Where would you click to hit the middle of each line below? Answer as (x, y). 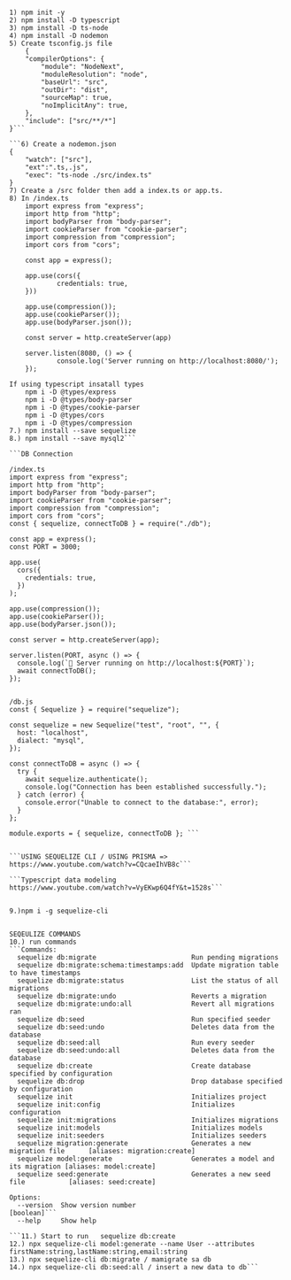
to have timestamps (45, 973)
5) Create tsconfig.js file (61, 43)
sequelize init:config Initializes (126, 1105)
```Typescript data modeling (63, 880)
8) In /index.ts (39, 198)
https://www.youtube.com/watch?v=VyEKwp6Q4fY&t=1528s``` (116, 888)
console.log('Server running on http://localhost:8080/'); (167, 361)
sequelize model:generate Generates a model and (146, 1159)
